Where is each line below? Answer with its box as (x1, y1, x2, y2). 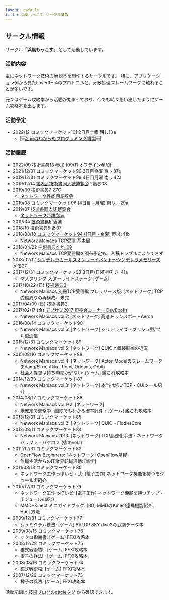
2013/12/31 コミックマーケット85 (12, 414, 82, 420)
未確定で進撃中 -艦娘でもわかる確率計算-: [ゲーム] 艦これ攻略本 (20, 408, 152, 414)
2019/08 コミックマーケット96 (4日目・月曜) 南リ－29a (12, 199, 129, 206)
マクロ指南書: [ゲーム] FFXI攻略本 (20, 534, 90, 540)
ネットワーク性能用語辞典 (20, 193, 74, 199)
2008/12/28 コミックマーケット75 (12, 540, 83, 547)
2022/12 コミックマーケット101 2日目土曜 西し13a (12, 129, 116, 135)
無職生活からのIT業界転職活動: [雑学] (20, 458, 97, 464)
